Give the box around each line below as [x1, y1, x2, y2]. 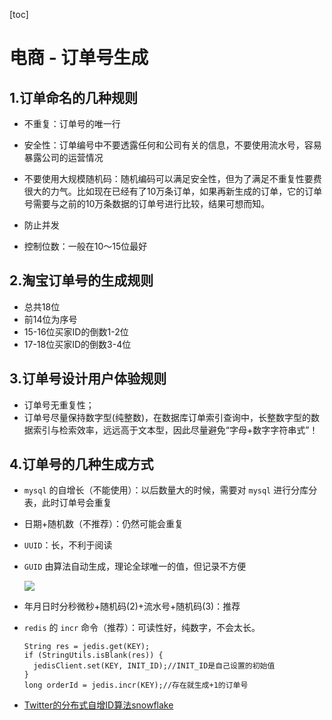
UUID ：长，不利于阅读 [23, 539, 113, 551]
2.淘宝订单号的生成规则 [9, 272, 154, 289]
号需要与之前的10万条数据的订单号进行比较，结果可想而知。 [23, 198, 271, 209]
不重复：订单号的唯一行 [23, 118, 121, 129]
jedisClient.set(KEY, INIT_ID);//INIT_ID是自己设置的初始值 [33, 661, 276, 671]
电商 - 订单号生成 [9, 47, 149, 69]
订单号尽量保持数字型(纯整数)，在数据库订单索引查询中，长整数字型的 [23, 411, 312, 423]
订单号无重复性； [23, 399, 95, 411]
